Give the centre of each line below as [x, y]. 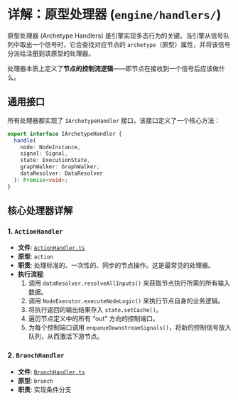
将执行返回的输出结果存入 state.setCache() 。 [95, 310]
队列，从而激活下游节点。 [66, 336]
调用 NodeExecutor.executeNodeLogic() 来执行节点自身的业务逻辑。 [126, 301]
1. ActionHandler [35, 231]
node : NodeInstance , [50, 147]
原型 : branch [35, 380]
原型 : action [35, 256]
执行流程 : [31, 274]
